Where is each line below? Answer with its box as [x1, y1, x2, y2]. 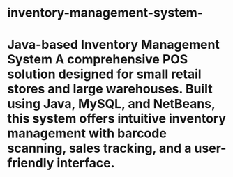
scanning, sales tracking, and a [7, 141, 192, 156]
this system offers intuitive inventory [7, 111, 227, 127]
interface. [57, 155, 115, 171]
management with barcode [7, 125, 167, 141]
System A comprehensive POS [7, 52, 188, 68]
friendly [7, 155, 54, 171]
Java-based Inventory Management [7, 37, 220, 53]
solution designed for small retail [7, 66, 202, 82]
